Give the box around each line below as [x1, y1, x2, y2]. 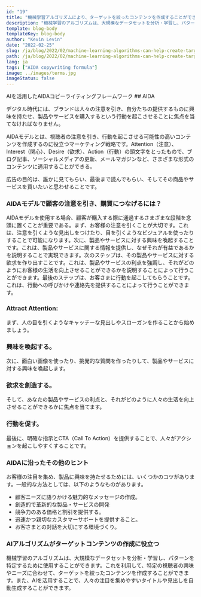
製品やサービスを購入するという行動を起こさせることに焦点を [37, 113, 190, 120]
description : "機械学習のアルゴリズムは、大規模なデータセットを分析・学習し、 [6, 20, 182, 26]
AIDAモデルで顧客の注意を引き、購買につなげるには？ [6, 200, 162, 208]
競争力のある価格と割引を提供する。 [14, 508, 105, 515]
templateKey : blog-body [6, 31, 66, 37]
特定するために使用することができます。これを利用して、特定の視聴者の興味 [6, 562, 194, 569]
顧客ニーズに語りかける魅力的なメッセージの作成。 [14, 493, 141, 500]
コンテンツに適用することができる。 [6, 163, 96, 170]
